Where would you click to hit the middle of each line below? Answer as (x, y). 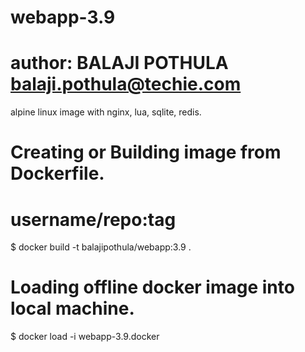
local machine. (72, 308)
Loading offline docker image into (152, 287)
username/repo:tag (93, 219)
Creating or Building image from (146, 152)
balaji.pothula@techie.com (126, 84)
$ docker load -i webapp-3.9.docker (85, 337)
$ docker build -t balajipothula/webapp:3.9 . (101, 247)
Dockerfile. (57, 173)
